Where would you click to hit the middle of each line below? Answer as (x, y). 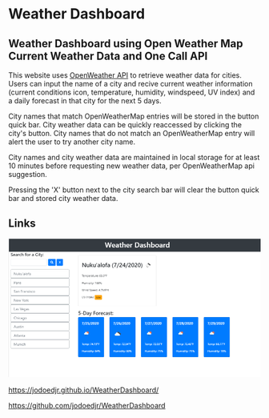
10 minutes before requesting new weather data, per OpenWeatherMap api (131, 166)
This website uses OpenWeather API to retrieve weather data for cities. (125, 75)
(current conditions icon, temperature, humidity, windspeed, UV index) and (132, 92)
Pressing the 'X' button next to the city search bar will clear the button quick (134, 190)
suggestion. (28, 174)
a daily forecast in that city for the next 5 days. (85, 100)
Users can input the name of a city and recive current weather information (130, 84)
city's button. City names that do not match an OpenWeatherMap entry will (132, 133)
